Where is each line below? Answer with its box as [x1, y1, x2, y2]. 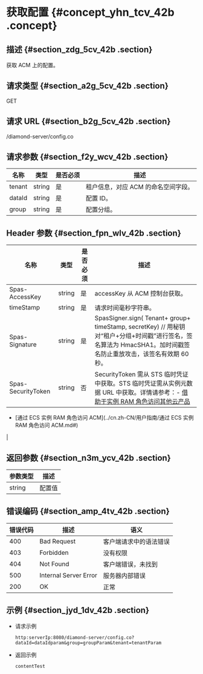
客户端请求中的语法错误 [103, 537, 170, 546]
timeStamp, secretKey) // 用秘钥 [94, 323, 185, 331]
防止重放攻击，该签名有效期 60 [100, 350, 189, 358]
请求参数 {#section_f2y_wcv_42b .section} [6, 152, 169, 162]
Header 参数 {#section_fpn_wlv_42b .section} [6, 228, 181, 238]
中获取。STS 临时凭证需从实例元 [94, 379, 187, 387]
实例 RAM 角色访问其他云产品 [106, 397, 190, 406]
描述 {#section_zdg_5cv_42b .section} [6, 44, 153, 54]
